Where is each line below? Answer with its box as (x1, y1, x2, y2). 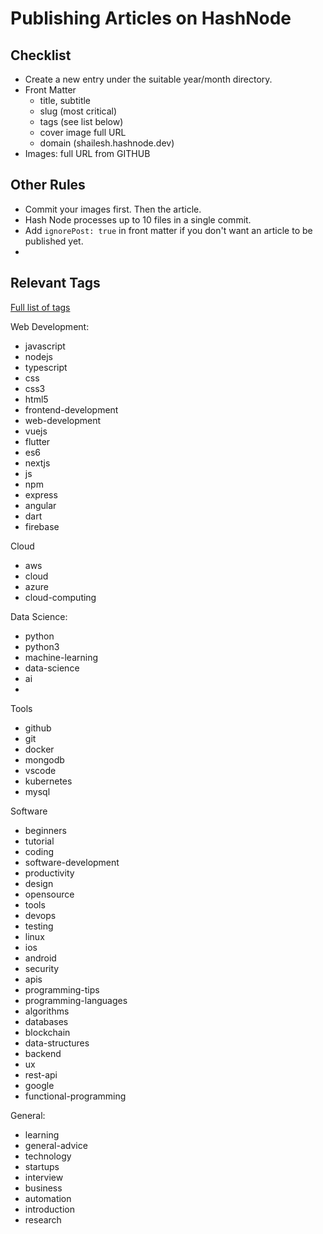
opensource (24, 888, 75, 900)
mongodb (24, 753, 65, 766)
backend (24, 1047, 62, 1059)
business (24, 1182, 63, 1194)
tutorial (24, 835, 55, 847)
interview (24, 1171, 64, 1183)
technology (24, 1150, 72, 1162)
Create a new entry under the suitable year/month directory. (24, 73, 273, 85)
